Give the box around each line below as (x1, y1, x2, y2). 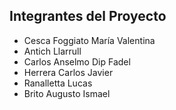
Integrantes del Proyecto (9, 8, 167, 25)
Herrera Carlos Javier (23, 66, 114, 78)
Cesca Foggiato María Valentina (23, 34, 156, 46)
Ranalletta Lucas (23, 77, 93, 89)
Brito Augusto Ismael (23, 87, 111, 99)
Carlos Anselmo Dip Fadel (23, 55, 131, 68)
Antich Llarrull (23, 45, 82, 57)
